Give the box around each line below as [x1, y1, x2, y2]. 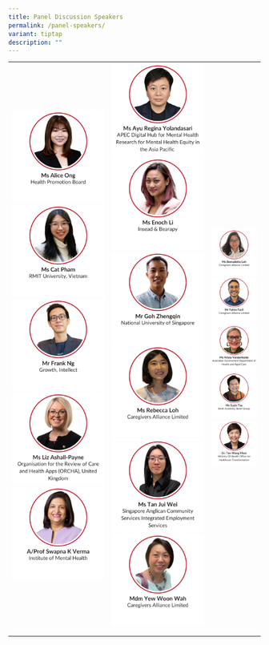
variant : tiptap [8, 30, 62, 38]
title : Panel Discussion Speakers [8, 13, 124, 21]
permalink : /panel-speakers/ [8, 21, 106, 30]
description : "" [8, 38, 62, 46]
